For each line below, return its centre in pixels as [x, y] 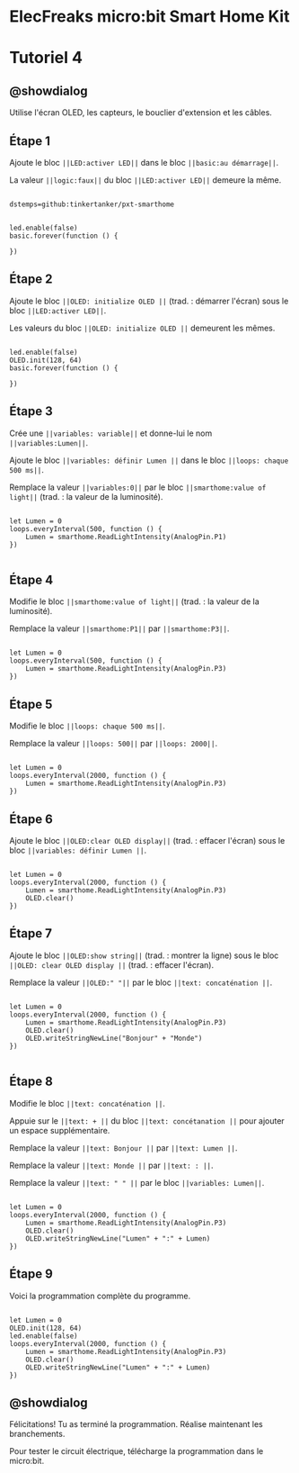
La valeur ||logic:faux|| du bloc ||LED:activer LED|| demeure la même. [145, 180]
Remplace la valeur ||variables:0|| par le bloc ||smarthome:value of [138, 487]
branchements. [37, 1434]
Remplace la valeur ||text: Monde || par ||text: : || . [111, 1165]
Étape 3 [31, 411]
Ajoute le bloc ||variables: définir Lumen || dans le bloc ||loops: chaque [149, 460]
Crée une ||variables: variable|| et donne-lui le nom [111, 433]
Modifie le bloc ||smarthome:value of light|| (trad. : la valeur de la [135, 601]
